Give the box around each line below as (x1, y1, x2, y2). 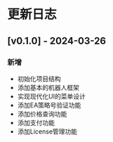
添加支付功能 (17, 118, 55, 127)
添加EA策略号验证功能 (17, 101, 81, 109)
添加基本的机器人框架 (17, 83, 79, 91)
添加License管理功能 (17, 127, 78, 136)
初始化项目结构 (17, 75, 61, 83)
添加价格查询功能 (17, 110, 67, 118)
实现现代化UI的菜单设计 (17, 92, 86, 101)
